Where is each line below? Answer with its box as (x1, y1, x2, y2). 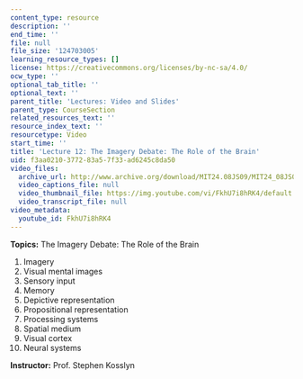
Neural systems (22, 342, 82, 353)
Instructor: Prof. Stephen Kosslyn (10, 359, 136, 370)
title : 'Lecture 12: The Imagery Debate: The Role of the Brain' (10, 147, 260, 156)
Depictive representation (22, 294, 115, 305)
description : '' (10, 22, 71, 31)
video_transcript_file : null (18, 197, 128, 207)
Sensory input (22, 275, 76, 286)
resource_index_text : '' (10, 122, 103, 131)
